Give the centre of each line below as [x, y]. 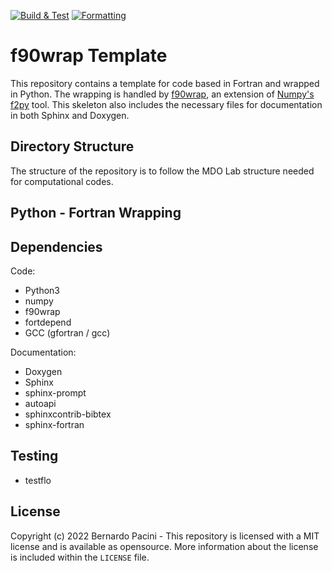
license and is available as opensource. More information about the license [164, 546]
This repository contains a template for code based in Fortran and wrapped [165, 83]
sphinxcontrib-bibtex [68, 414]
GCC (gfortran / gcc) [67, 332]
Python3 [42, 290]
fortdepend [48, 322]
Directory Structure [72, 146]
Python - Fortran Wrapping [96, 213]
